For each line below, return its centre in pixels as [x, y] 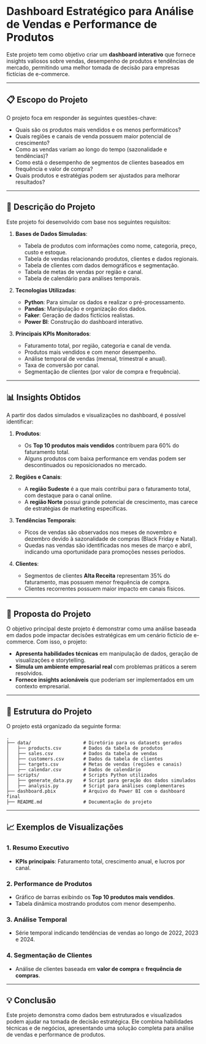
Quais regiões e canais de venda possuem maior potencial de [93, 136]
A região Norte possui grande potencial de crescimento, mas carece [111, 502]
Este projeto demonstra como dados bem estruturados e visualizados [94, 1015]
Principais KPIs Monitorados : [53, 334]
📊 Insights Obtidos [44, 397]
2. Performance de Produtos [49, 884]
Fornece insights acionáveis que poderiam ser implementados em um [105, 680]
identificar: [20, 422]
